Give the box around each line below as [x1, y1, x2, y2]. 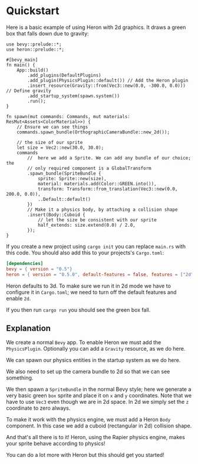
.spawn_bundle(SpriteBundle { [27, 170, 101, 177]
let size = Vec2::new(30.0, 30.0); [16, 145, 104, 151]
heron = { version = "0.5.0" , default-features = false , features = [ [6, 272, 183, 277]
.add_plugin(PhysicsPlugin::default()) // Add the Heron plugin [27, 77, 189, 83]
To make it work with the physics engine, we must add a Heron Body [6, 416, 171, 423]
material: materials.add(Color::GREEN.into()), [37, 181, 157, 187]
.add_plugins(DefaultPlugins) [27, 72, 101, 78]
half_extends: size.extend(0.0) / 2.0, [37, 222, 136, 228]
